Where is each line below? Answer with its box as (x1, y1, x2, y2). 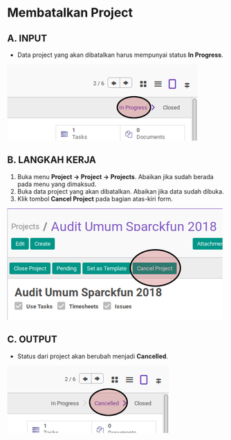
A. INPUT (7, 33, 47, 44)
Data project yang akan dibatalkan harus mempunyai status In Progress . (17, 51, 223, 59)
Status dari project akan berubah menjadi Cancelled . (17, 351, 168, 360)
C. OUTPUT (7, 333, 57, 345)
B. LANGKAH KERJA (7, 154, 97, 166)
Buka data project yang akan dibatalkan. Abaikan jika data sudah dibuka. (17, 187, 225, 195)
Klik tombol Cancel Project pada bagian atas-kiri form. (17, 194, 173, 203)
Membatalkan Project (7, 5, 133, 21)
